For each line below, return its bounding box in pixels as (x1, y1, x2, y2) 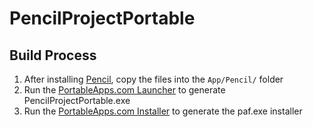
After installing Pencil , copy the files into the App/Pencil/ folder (23, 73, 284, 85)
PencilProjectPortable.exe (23, 95, 131, 106)
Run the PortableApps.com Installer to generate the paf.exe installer (23, 105, 303, 117)
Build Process (9, 47, 97, 64)
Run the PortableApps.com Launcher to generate (23, 84, 226, 96)
